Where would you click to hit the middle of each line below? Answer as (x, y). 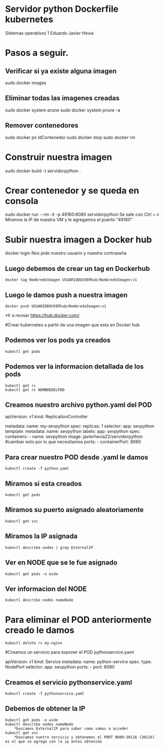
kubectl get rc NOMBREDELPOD (35, 390)
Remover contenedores (42, 125)
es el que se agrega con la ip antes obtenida (54, 741)
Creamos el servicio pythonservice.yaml (69, 682)
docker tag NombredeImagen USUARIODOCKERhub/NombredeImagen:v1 (71, 280)
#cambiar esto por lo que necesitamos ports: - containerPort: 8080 (73, 442)
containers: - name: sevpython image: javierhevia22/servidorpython (74, 437)
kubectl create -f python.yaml (37, 469)
